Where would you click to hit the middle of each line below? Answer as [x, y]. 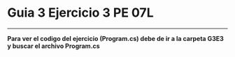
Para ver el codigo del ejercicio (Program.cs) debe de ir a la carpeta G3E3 [115, 38]
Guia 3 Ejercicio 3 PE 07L [80, 13]
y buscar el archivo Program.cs [54, 46]
